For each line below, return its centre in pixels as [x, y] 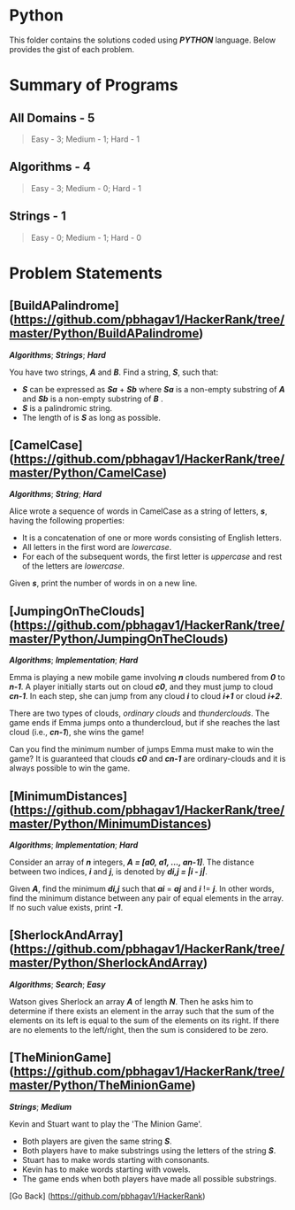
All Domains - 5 [52, 117]
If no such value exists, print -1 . [66, 907]
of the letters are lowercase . [73, 566]
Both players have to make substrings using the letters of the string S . [149, 1150]
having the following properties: [67, 521]
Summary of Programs [94, 85]
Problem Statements [86, 273]
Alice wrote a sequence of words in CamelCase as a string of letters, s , [138, 511]
